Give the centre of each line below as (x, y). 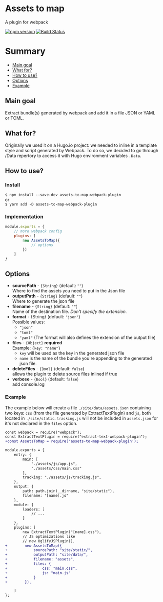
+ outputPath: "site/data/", (47, 555)
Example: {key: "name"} (36, 348)
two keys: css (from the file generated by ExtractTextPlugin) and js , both (78, 413)
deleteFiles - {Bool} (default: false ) (48, 369)
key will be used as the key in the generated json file (72, 353)
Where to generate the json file (43, 301)
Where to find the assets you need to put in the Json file (69, 291)
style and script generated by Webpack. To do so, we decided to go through (82, 150)
